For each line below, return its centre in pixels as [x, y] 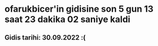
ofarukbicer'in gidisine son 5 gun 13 [79, 9]
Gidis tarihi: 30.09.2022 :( [45, 37]
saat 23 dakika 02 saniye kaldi [67, 19]
